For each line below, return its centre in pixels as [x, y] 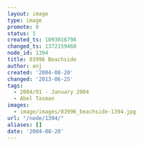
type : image [25, 20]
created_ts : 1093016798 [42, 40]
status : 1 [22, 33]
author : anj [25, 66]
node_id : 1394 [28, 53]
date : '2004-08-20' [36, 131]
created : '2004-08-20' [40, 72]
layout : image [28, 14]
